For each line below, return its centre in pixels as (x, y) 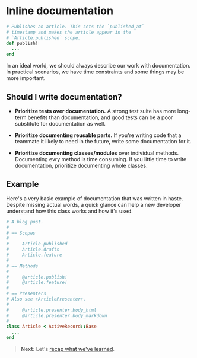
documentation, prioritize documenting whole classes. (81, 165)
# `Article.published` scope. (44, 38)
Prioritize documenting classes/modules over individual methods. (97, 153)
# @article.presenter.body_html (51, 310)
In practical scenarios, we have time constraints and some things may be (95, 72)
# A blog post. (25, 222)
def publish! (22, 43)
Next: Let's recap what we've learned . (67, 349)
